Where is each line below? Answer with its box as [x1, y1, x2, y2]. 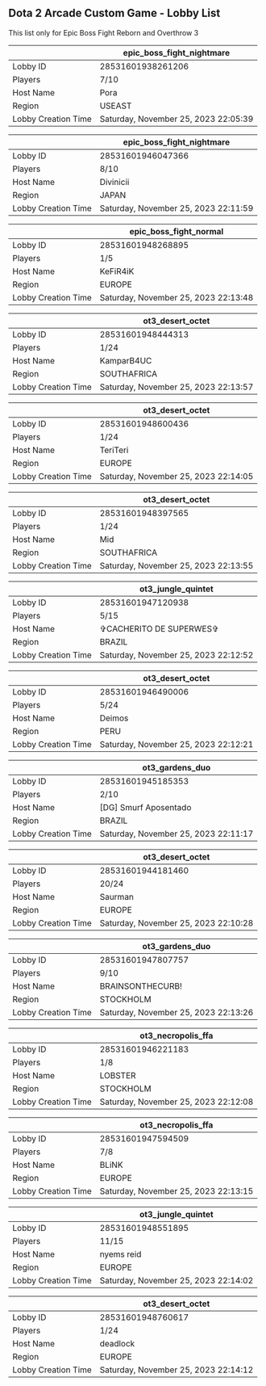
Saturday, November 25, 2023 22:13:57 [99, 381, 254, 393]
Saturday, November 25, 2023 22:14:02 [99, 1275, 254, 1286]
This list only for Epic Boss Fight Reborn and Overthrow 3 [8, 27, 199, 37]
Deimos [99, 712, 129, 724]
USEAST [99, 100, 132, 111]
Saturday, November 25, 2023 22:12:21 [99, 738, 254, 750]
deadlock [99, 1338, 135, 1349]
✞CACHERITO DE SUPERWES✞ [99, 623, 219, 634]
